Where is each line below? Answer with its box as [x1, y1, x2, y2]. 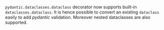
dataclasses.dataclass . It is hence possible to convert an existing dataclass [5, 9, 160, 15]
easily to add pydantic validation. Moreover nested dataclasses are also [5, 15, 151, 20]
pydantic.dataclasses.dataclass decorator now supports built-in [5, 4, 137, 10]
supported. [5, 19, 28, 25]
